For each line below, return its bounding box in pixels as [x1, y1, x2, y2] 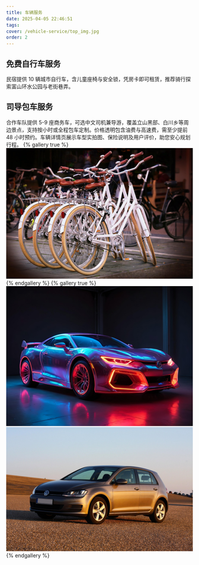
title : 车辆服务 [6, 9, 43, 15]
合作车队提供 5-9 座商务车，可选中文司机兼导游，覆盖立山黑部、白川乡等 [6, 118, 184, 126]
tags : [6, 22, 20, 28]
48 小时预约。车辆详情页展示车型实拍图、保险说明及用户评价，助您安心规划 [6, 133, 191, 140]
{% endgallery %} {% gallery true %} [6, 279, 97, 287]
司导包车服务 [6, 102, 53, 112]
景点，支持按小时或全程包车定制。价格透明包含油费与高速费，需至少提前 [11, 126, 188, 133]
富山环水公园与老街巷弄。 [11, 83, 74, 90]
